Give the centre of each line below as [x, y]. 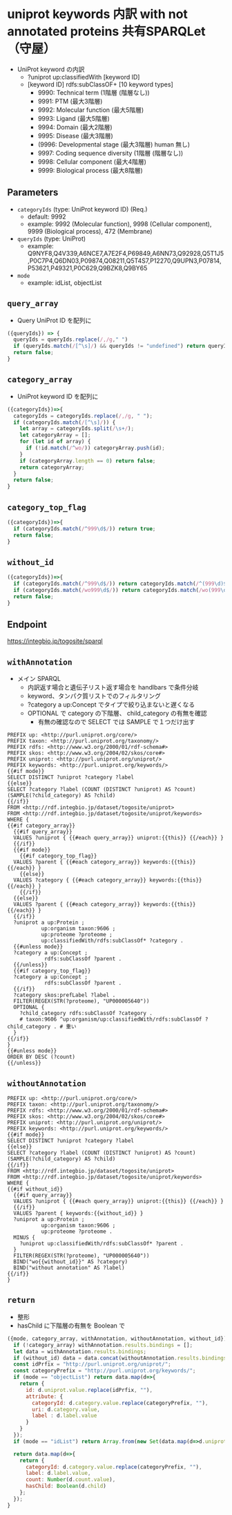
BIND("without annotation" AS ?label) [69, 1268]
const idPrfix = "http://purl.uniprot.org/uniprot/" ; [92, 1364]
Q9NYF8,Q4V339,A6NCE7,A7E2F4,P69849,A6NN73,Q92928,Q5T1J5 [126, 253]
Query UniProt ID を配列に [54, 320]
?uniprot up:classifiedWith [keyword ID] [84, 77]
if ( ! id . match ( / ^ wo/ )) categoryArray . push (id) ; [95, 448]
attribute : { [44, 1396]
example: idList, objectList [65, 282]
